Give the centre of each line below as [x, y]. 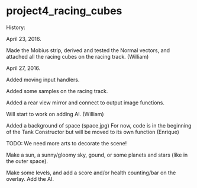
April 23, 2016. [24, 39]
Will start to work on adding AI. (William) [55, 114]
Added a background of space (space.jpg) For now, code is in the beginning [99, 125]
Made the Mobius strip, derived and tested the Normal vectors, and [88, 50]
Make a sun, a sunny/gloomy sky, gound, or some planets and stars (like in [97, 155]
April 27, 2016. [23, 68]
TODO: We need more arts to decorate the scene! [67, 143]
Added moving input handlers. [43, 79]
